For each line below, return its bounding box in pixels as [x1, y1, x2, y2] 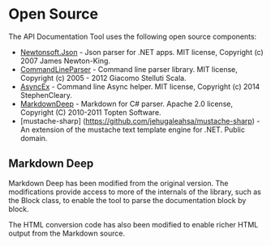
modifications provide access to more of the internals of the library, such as [8, 187, 262, 197]
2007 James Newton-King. [19, 56, 111, 66]
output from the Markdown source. [8, 228, 126, 238]
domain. [19, 133, 48, 142]
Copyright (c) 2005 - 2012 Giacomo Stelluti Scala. [19, 73, 187, 83]
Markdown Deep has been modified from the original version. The [8, 178, 229, 188]
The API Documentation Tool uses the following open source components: [8, 32, 257, 41]
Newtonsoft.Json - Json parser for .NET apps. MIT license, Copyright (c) [19, 47, 264, 57]
